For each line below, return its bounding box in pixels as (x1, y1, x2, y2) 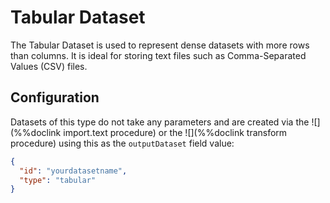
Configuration (10, 89, 100, 106)
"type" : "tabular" (19, 175, 97, 185)
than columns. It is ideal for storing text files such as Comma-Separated (10, 49, 307, 61)
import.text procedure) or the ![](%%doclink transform (63, 126, 288, 138)
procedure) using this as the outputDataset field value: (10, 137, 235, 149)
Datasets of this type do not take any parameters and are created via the (10, 116, 310, 128)
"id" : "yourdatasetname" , (19, 166, 128, 176)
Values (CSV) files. (10, 60, 88, 72)
